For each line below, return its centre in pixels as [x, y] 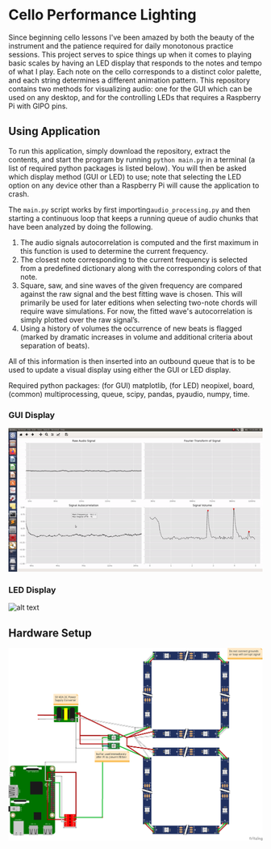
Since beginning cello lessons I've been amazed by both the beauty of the [131, 37]
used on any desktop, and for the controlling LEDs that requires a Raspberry [135, 97]
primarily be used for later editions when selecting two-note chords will [139, 302]
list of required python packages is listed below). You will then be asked [128, 168]
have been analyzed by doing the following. [81, 226]
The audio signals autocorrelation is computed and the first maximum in [140, 242]
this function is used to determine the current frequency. [114, 251]
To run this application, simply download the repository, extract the [120, 150]
